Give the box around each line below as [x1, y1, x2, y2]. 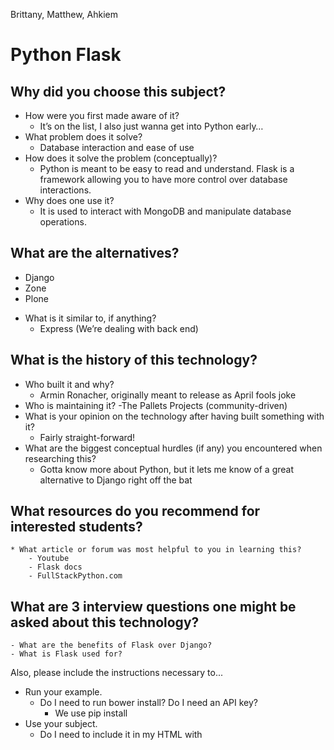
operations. [39, 216, 87, 228]
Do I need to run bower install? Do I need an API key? [39, 697, 258, 709]
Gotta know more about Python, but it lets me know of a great [39, 463, 295, 475]
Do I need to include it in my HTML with [39, 729, 203, 741]
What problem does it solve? [24, 131, 143, 143]
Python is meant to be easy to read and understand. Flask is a [39, 163, 295, 174]
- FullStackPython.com [28, 571, 123, 581]
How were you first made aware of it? [24, 110, 180, 121]
